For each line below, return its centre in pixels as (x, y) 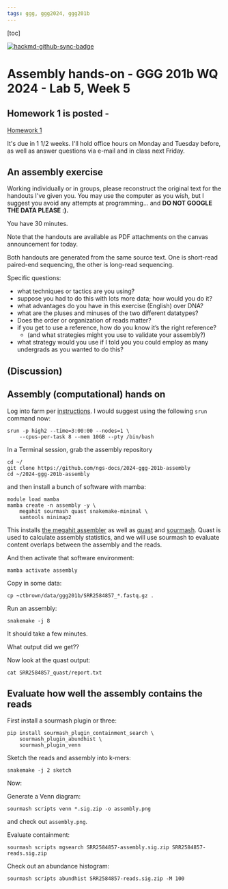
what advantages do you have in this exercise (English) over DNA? (110, 306)
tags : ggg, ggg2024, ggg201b (48, 13)
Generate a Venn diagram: (44, 797)
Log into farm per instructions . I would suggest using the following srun (107, 411)
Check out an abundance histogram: (58, 866)
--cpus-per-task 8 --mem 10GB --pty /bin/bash (87, 437)
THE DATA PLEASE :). (38, 210)
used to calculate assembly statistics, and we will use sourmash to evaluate (113, 537)
